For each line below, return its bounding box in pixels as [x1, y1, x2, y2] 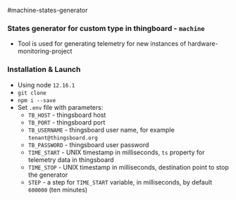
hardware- [187, 39, 218, 48]
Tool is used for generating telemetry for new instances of [17, 39, 187, 48]
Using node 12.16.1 [17, 80, 75, 89]
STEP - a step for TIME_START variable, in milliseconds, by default [27, 177, 213, 186]
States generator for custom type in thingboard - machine [7, 23, 205, 33]
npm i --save [17, 96, 56, 104]
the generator [27, 170, 68, 179]
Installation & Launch [7, 65, 81, 75]
